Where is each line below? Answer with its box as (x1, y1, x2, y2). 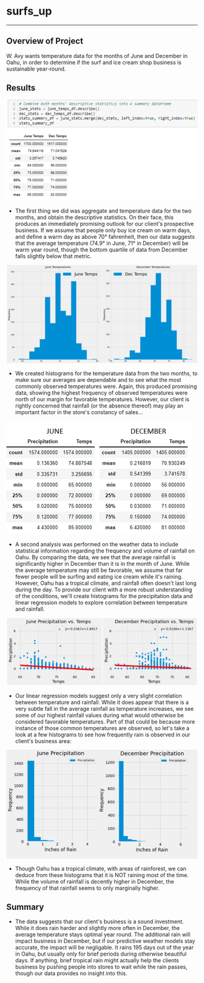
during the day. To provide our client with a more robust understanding (15, 586, 192, 593)
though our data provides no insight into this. (15, 970, 127, 977)
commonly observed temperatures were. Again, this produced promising (15, 382, 197, 390)
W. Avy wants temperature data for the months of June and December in (6, 52, 188, 59)
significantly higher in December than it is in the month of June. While (15, 560, 190, 568)
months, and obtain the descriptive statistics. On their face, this (15, 214, 174, 221)
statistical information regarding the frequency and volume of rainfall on (15, 547, 195, 555)
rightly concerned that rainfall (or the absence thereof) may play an (15, 402, 184, 409)
